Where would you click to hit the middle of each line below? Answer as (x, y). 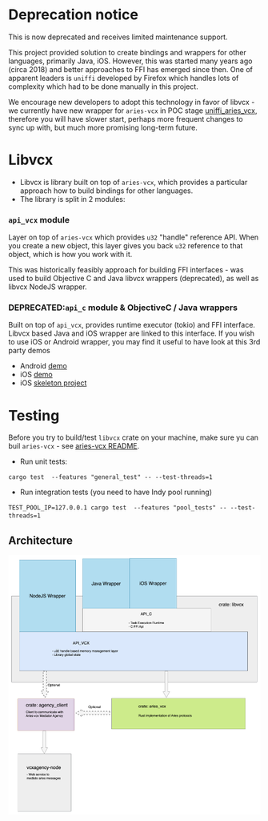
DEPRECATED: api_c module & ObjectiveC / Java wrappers (123, 308)
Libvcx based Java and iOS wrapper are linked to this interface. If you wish (131, 333)
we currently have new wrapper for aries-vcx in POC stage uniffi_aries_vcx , (133, 111)
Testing (34, 415)
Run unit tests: (44, 461)
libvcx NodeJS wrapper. (48, 287)
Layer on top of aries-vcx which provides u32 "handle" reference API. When (134, 237)
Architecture (41, 540)
